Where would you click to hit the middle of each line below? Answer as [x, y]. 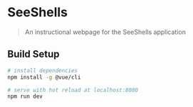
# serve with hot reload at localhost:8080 [73, 90]
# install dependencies [43, 71]
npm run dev [25, 96]
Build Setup [33, 54]
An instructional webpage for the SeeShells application [105, 32]
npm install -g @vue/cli [44, 77]
